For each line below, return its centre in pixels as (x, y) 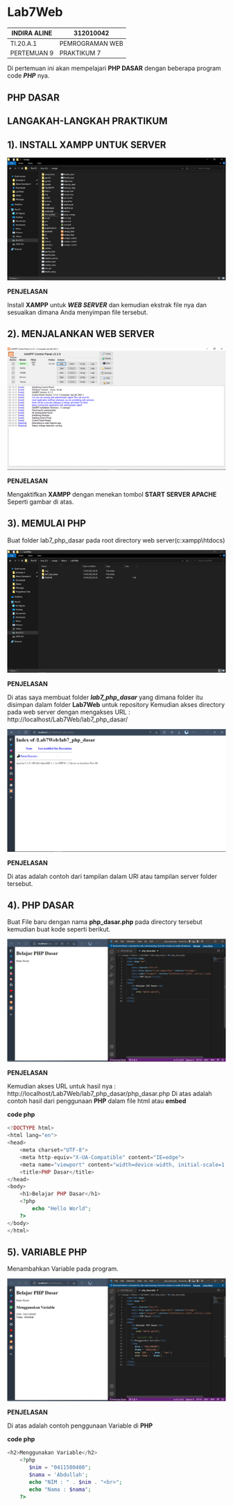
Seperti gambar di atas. (41, 502)
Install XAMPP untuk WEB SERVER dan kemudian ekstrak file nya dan (107, 305)
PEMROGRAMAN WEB (91, 43)
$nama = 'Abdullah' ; (59, 1475)
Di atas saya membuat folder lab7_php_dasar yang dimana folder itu (105, 697)
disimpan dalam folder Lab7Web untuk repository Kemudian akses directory (116, 704)
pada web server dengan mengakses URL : (69, 712)
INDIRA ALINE (32, 33)
